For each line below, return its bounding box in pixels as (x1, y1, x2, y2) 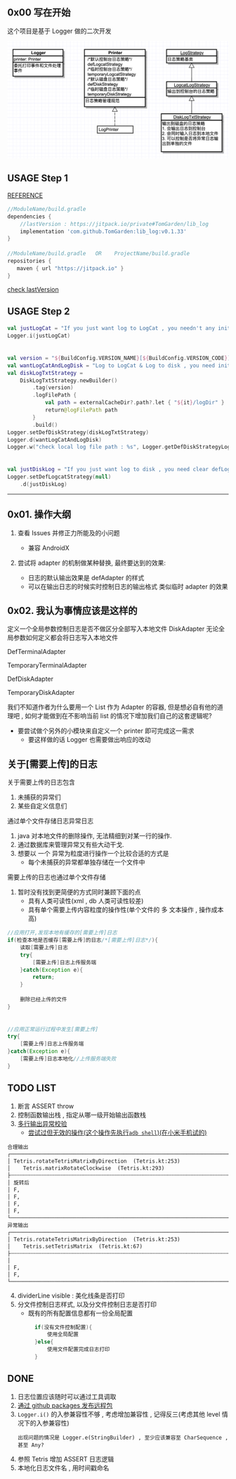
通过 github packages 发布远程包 (17, 1401, 113, 1409)
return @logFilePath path (44, 406, 118, 414)
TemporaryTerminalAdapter (7, 661, 87, 670)
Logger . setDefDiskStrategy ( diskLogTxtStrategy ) (7, 428, 150, 436)
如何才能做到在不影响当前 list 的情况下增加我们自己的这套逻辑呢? (24, 712, 212, 720)
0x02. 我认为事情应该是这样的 (7, 604, 138, 617)
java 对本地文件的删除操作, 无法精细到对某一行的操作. (17, 832, 172, 840)
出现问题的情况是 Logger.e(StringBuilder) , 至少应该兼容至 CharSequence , (17, 1434, 228, 1441)
